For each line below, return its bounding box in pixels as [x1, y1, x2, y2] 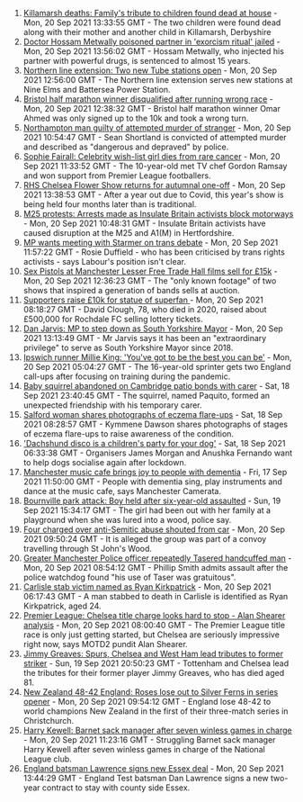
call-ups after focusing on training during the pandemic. [22, 371, 231, 382]
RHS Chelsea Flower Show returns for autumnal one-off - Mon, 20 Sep [22, 180, 286, 190]
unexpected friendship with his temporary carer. [22, 400, 202, 410]
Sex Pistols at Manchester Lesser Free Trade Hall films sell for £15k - [22, 266, 278, 276]
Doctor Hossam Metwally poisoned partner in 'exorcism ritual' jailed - [22, 36, 281, 47]
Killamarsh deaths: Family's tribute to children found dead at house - [22, 8, 278, 18]
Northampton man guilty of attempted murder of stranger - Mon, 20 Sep [22, 122, 291, 133]
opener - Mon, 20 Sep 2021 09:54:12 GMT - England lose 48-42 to [22, 697, 272, 707]
